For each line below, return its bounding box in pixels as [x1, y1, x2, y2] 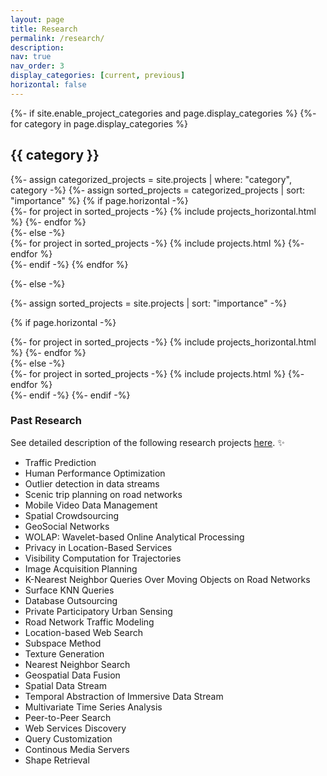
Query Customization [24, 732, 113, 745]
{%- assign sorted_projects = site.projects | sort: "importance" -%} [10, 297, 287, 309]
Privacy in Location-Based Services [24, 541, 173, 553]
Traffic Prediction [24, 456, 97, 468]
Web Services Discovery [24, 722, 127, 734]
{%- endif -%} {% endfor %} [10, 258, 129, 270]
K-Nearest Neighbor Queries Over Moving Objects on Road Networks [24, 573, 311, 585]
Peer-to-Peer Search [24, 711, 112, 723]
